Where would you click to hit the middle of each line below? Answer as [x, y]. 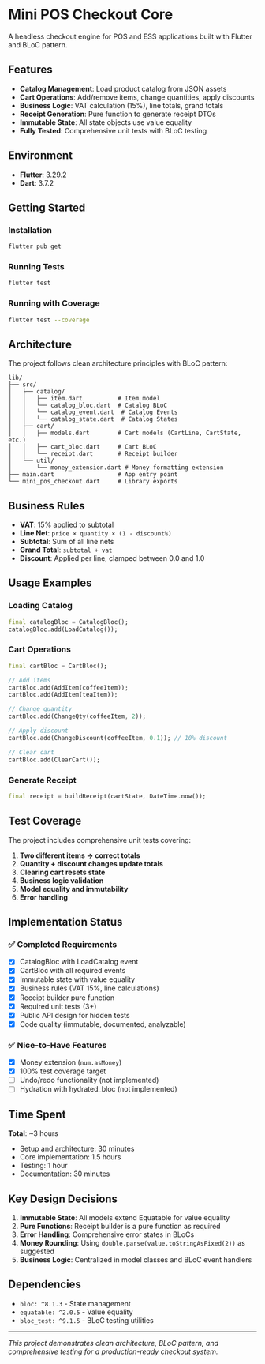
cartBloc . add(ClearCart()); [54, 760]
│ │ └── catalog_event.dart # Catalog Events [93, 412]
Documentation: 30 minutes [65, 1174]
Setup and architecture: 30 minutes [77, 1149]
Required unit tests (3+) [58, 1006]
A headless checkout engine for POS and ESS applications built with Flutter [130, 36]
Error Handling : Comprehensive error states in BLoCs [107, 1234]
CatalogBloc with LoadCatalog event [79, 962]
